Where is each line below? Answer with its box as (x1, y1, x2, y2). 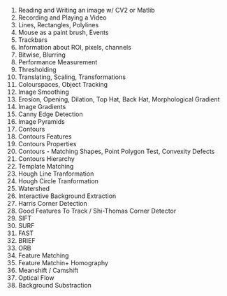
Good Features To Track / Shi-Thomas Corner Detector (17, 206, 177, 215)
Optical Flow (17, 274, 54, 282)
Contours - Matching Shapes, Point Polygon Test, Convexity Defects (17, 147, 215, 155)
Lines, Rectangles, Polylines (17, 21, 99, 29)
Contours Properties (17, 140, 77, 148)
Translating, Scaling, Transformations (17, 73, 126, 81)
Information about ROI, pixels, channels (17, 43, 132, 51)
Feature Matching (17, 251, 69, 260)
